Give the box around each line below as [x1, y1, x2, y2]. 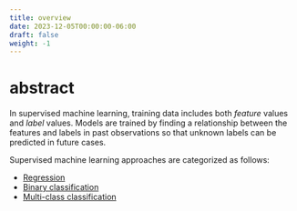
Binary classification [22, 182, 99, 193]
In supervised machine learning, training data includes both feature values [9, 108, 289, 119]
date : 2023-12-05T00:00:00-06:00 [9, 22, 137, 31]
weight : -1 [9, 38, 51, 48]
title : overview [9, 13, 71, 23]
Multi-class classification [22, 192, 117, 203]
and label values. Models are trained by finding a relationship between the [9, 117, 288, 128]
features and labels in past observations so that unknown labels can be [9, 127, 277, 138]
